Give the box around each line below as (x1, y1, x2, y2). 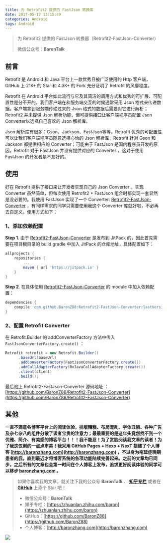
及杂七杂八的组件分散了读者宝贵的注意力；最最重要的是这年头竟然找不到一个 (5, 430, 162, 437)
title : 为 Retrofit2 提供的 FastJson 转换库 (5, 7, 93, 12)
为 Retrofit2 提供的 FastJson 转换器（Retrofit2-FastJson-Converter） (17, 35, 159, 41)
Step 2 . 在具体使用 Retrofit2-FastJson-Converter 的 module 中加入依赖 (5, 284, 150, 290)
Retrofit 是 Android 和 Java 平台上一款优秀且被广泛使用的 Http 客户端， (5, 76, 151, 82)
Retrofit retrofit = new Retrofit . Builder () (5, 350, 99, 356)
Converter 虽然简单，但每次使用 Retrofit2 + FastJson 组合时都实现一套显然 (5, 190, 158, 196)
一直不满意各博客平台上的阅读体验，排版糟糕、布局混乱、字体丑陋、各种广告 (5, 424, 162, 430)
